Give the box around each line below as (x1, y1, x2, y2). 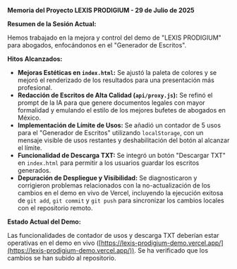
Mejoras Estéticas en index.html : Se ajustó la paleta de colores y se (17, 69, 217, 76)
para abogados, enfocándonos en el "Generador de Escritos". (7, 41, 187, 49)
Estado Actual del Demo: (7, 217, 81, 226)
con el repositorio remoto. (17, 204, 93, 212)
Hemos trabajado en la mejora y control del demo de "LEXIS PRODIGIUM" (7, 33, 222, 42)
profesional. (17, 84, 53, 91)
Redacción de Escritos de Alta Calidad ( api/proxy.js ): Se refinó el (17, 91, 213, 99)
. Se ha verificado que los (133, 246, 209, 254)
